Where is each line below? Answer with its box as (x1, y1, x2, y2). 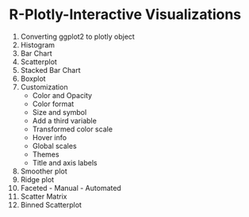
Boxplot (20, 74, 46, 83)
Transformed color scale (32, 124, 113, 134)
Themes (32, 149, 59, 159)
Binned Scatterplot (20, 200, 82, 209)
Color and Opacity (32, 90, 93, 100)
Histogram (20, 40, 55, 49)
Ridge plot (20, 174, 55, 184)
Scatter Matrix (20, 192, 67, 201)
